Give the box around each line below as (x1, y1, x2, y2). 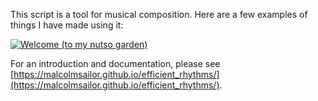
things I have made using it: (10, 19, 124, 31)
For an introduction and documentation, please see (10, 58, 221, 69)
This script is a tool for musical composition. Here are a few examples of (10, 9, 308, 20)
